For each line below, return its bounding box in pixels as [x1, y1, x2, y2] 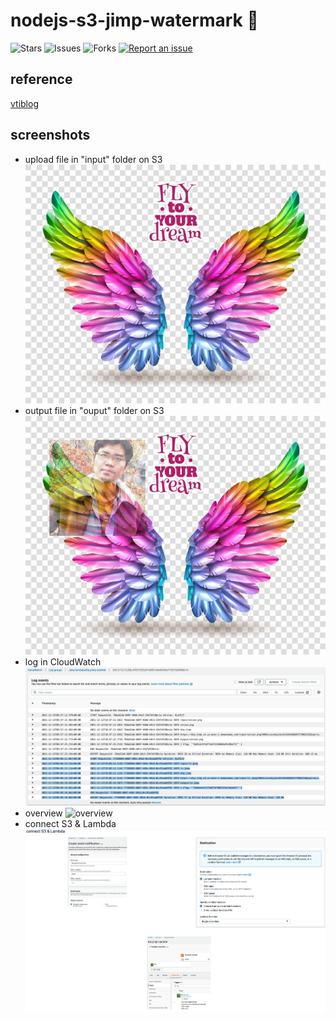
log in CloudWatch [24, 655, 102, 668]
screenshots [10, 127, 91, 144]
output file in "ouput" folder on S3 [24, 404, 165, 416]
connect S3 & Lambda [24, 817, 117, 829]
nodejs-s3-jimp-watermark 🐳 [10, 9, 259, 32]
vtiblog [10, 97, 39, 109]
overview [24, 807, 63, 819]
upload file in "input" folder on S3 [24, 153, 163, 165]
